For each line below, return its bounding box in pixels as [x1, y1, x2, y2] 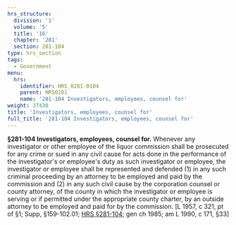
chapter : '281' [13, 37, 58, 44]
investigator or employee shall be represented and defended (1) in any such [7, 164, 227, 173]
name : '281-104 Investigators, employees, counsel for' [20, 96, 188, 103]
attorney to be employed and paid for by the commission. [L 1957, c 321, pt [7, 202, 224, 210]
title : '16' [13, 30, 49, 37]
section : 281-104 [13, 43, 65, 50]
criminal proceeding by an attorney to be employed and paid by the [7, 172, 203, 181]
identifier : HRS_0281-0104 [20, 83, 99, 90]
